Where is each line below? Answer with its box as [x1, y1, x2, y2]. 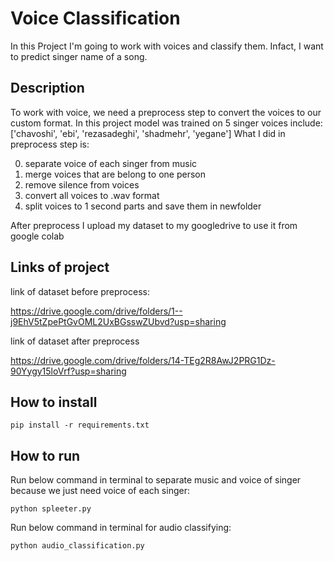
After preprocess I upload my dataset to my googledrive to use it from [10, 219, 298, 231]
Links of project [10, 259, 110, 276]
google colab [10, 230, 65, 242]
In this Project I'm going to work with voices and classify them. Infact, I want [10, 40, 324, 52]
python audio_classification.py [10, 541, 145, 551]
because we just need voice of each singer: [10, 485, 190, 497]
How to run [10, 447, 81, 464]
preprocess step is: [10, 138, 90, 150]
